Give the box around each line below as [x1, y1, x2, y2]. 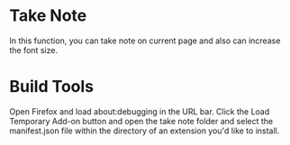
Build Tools [9, 77, 95, 97]
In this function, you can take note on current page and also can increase [9, 35, 281, 46]
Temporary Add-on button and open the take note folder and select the [9, 115, 273, 126]
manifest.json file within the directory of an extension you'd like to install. [9, 125, 280, 136]
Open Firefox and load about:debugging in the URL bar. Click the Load [9, 105, 270, 117]
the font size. [9, 44, 59, 55]
